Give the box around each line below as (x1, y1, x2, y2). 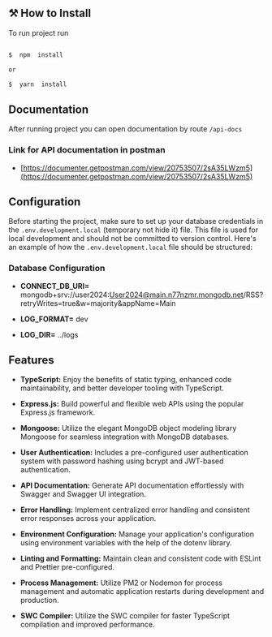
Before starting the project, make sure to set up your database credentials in (8, 217, 264, 226)
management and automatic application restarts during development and (19, 587, 265, 596)
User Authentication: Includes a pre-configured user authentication (19, 448, 249, 458)
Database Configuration (8, 263, 106, 274)
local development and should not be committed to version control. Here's (8, 234, 257, 243)
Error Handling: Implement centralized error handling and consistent (19, 505, 250, 514)
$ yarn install (8, 80, 67, 88)
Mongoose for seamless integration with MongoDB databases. (19, 432, 230, 441)
